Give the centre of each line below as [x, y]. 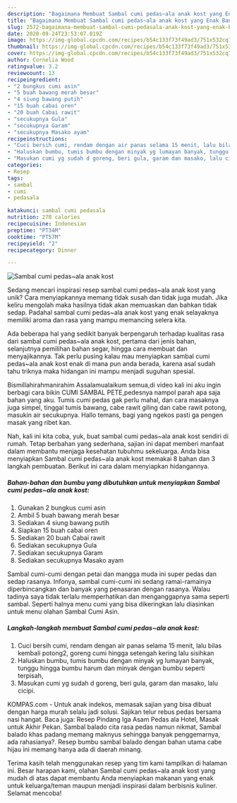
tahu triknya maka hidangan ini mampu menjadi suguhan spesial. [101, 371]
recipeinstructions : [38, 139]
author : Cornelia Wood [41, 60]
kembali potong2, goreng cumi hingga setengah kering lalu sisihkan [116, 653]
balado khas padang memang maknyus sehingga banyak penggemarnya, [114, 734]
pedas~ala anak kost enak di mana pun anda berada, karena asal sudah [111, 364]
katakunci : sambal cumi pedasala [56, 211]
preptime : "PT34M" [34, 230]
